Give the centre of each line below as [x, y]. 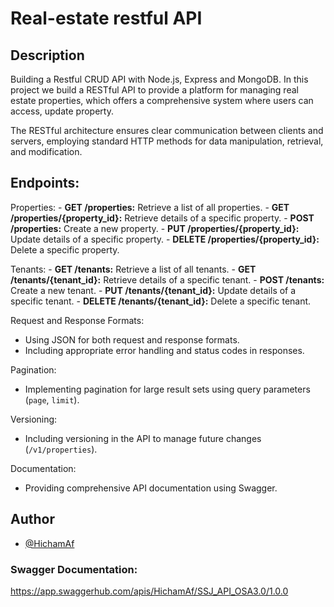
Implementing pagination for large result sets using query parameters [167, 389]
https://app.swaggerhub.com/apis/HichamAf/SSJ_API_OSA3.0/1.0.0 [149, 591]
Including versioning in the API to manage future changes [143, 438]
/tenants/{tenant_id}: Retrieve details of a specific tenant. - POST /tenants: [167, 279]
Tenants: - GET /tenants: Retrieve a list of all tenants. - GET [133, 269]
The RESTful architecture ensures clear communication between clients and [167, 130]
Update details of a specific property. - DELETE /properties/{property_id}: [165, 239]
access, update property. [62, 111]
